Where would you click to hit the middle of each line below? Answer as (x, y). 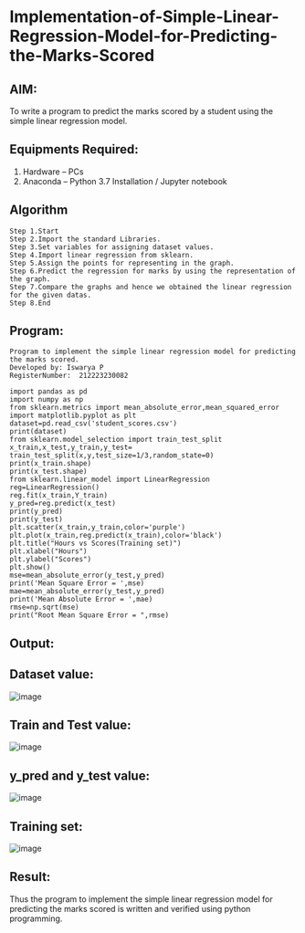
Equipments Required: (74, 149)
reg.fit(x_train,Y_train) (58, 496)
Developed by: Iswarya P (57, 368)
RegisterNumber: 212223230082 (69, 376)
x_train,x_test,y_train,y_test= (71, 448)
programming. (36, 918)
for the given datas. (51, 295)
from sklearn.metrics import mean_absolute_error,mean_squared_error (145, 408)
